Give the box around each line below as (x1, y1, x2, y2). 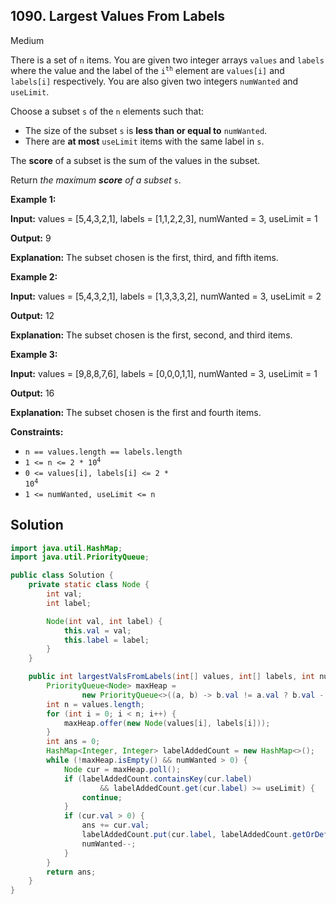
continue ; (81, 792, 123, 803)
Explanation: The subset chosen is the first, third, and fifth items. (10, 251, 279, 263)
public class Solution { (10, 570, 114, 581)
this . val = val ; (63, 625, 132, 636)
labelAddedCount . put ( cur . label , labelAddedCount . (81, 830, 293, 840)
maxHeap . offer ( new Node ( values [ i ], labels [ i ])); (63, 718, 271, 728)
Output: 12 (10, 309, 55, 321)
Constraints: (10, 425, 64, 438)
